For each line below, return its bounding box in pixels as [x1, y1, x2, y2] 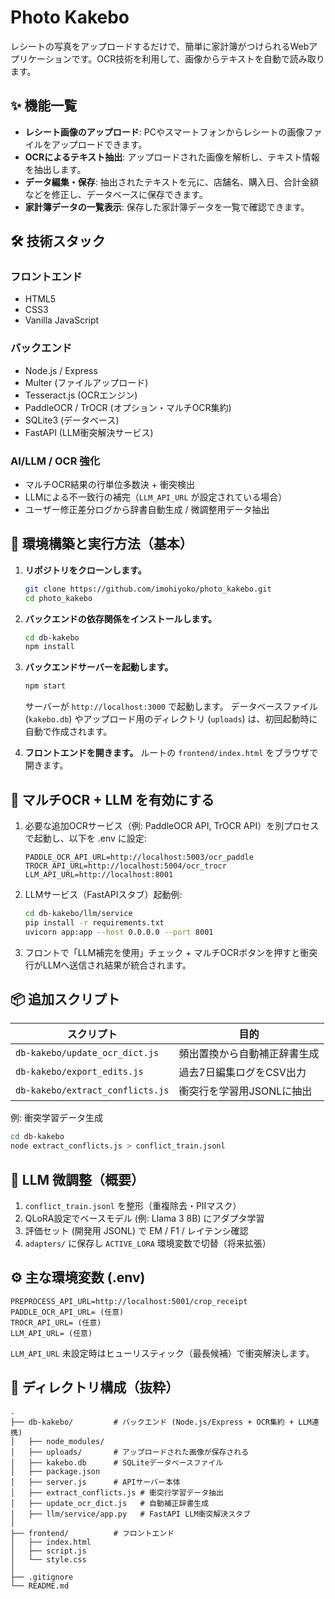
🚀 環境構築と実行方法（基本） [10, 536, 193, 553]
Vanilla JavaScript [24, 314, 100, 326]
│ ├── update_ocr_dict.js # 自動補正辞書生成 [10, 1498, 210, 1508]
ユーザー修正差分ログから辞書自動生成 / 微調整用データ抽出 [24, 504, 270, 516]
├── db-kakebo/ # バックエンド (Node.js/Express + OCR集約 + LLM [10, 1417, 312, 1427]
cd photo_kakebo [24, 593, 93, 603]
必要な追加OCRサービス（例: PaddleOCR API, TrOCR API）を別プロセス [24, 820, 320, 832]
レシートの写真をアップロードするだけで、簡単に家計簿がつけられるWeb [10, 40, 310, 52]
